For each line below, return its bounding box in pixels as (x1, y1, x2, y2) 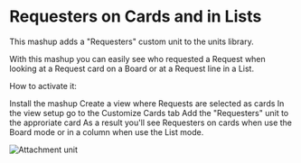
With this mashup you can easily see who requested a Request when (9, 53, 267, 64)
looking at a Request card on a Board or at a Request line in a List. (9, 63, 255, 74)
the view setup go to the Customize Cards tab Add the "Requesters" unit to (9, 107, 289, 118)
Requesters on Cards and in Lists (9, 6, 262, 27)
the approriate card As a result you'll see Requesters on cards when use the (9, 117, 292, 128)
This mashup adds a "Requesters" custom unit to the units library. (9, 36, 255, 47)
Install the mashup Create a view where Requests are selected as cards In (9, 97, 285, 109)
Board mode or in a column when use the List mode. (9, 126, 204, 137)
